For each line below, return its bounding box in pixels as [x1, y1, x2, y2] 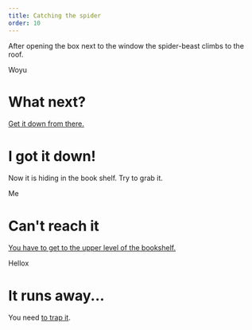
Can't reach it [8, 217, 99, 235]
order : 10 [8, 19, 41, 27]
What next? [8, 92, 86, 111]
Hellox [8, 258, 29, 268]
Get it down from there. [8, 119, 85, 128]
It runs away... [8, 286, 105, 304]
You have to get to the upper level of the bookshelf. [8, 243, 176, 253]
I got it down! [8, 147, 96, 165]
